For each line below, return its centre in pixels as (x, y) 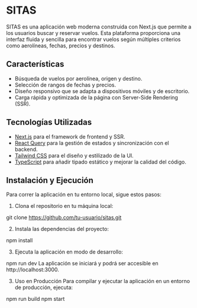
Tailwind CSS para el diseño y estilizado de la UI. (74, 155)
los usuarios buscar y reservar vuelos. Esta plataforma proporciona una (93, 33)
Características (35, 64)
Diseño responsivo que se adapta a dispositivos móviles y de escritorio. (102, 91)
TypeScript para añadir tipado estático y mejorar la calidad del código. (100, 162)
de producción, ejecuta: (43, 287)
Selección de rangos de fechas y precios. (65, 85)
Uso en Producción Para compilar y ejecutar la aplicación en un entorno (102, 281)
